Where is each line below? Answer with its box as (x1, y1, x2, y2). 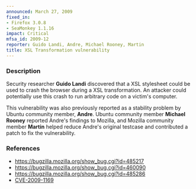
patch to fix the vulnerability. (6, 130, 76, 137)
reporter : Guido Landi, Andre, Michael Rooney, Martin (6, 42, 144, 48)
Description (6, 66, 41, 75)
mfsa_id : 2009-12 (6, 36, 49, 42)
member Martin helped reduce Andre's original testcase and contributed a (6, 123, 188, 130)
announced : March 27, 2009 (6, 8, 73, 15)
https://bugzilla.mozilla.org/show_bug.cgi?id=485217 (14, 158, 144, 165)
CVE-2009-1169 (14, 177, 54, 184)
